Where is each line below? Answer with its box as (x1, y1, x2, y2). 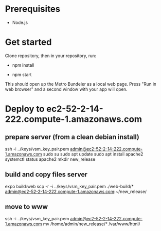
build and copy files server (5, 171, 88, 179)
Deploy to (5, 103, 45, 115)
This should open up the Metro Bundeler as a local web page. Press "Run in (5, 81, 157, 87)
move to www (5, 203, 48, 211)
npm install (12, 62, 35, 68)
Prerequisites (5, 3, 61, 15)
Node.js (12, 19, 28, 25)
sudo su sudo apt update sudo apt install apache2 (43, 151, 143, 157)
